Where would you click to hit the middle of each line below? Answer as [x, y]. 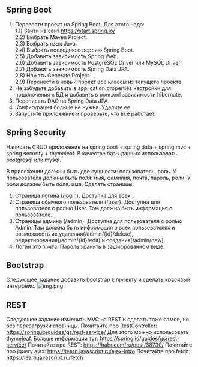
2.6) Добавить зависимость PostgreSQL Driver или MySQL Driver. [98, 62]
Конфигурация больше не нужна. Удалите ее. [73, 107]
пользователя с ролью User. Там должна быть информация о [94, 208]
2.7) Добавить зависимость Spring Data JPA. [72, 69]
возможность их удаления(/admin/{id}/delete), [74, 234]
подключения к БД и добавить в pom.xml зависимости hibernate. [98, 94]
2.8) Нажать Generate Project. [53, 75]
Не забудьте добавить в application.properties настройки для [93, 88]
